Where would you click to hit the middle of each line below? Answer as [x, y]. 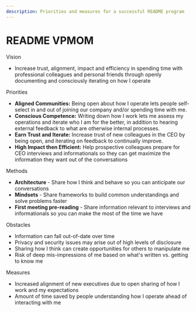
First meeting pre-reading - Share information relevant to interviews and [102, 207]
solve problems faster [41, 201]
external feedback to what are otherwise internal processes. [87, 128]
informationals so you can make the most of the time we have [89, 213]
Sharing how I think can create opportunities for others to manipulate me [102, 248]
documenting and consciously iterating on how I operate [82, 80]
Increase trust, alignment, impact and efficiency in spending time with [99, 68]
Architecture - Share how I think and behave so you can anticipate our [100, 182]
